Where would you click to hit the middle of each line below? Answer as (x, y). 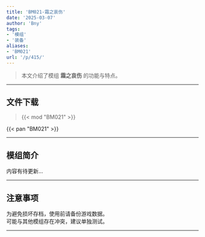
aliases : (17, 46)
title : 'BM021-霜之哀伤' (36, 12)
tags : (13, 29)
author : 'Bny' (24, 23)
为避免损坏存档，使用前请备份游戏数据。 (57, 214)
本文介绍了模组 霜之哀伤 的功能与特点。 (71, 75)
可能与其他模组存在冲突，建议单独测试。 (57, 221)
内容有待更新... (25, 171)
